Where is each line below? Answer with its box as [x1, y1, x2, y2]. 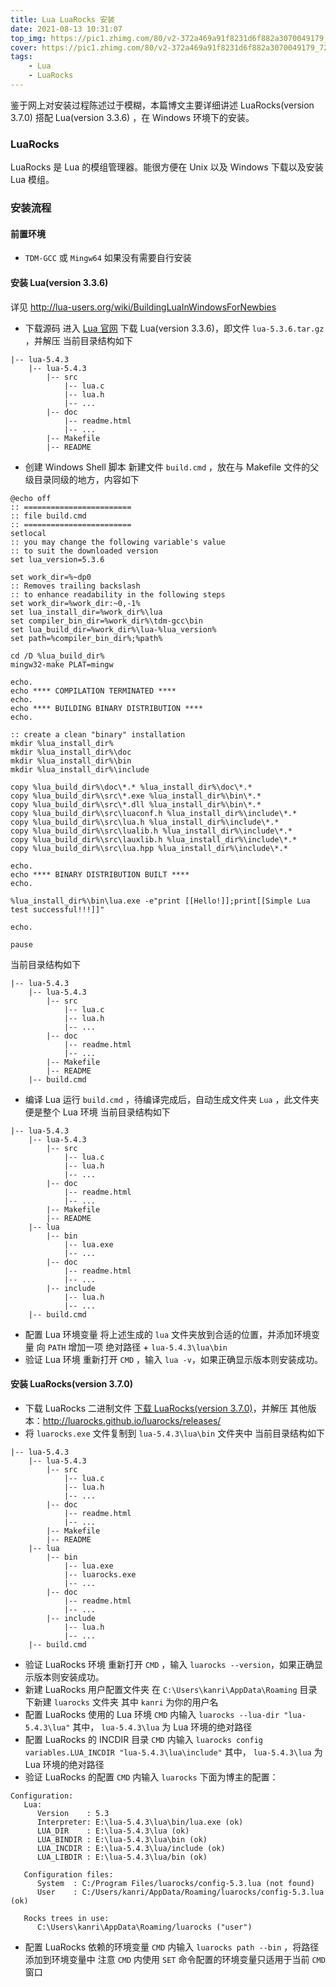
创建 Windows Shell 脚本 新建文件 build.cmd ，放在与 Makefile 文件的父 [24, 461, 320, 473]
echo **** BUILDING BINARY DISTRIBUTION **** [10, 703, 203, 713]
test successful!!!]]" [10, 904, 105, 915]
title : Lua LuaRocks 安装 [10, 14, 115, 25]
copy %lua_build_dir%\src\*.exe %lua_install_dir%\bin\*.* [10, 791, 262, 801]
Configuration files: [23, 1869, 114, 1880]
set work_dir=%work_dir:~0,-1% [10, 598, 141, 608]
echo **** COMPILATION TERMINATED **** [10, 686, 177, 696]
